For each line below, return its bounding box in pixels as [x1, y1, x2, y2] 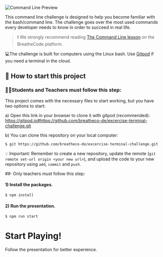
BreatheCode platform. [17, 41, 63, 47]
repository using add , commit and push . [5, 161, 81, 167]
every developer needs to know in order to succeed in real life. [5, 24, 131, 30]
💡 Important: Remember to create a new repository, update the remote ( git [5, 150, 156, 156]
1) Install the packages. [5, 182, 53, 188]
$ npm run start [5, 214, 38, 219]
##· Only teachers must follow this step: [5, 171, 85, 177]
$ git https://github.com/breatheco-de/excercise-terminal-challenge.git [5, 141, 159, 146]
